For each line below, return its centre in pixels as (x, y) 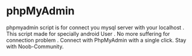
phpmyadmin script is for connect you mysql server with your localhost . (95, 27)
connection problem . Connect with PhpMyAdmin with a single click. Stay (96, 40)
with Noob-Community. (35, 46)
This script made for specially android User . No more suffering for (88, 33)
